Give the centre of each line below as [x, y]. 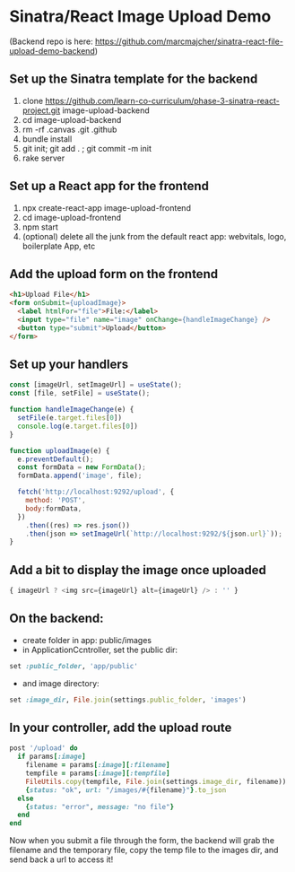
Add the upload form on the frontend [113, 274]
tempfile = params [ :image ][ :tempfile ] [98, 773]
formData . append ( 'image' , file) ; [80, 476]
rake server [43, 158]
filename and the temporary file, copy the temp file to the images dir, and [144, 850]
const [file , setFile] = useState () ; [80, 393]
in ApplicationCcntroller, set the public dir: [100, 650]
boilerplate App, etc [59, 246]
